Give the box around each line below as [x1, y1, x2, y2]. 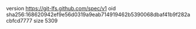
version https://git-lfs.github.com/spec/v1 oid [6, 5, 116, 12]
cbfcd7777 [6, 17, 32, 24]
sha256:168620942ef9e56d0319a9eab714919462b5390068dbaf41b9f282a [6, 11, 191, 18]
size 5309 [33, 17, 58, 24]
